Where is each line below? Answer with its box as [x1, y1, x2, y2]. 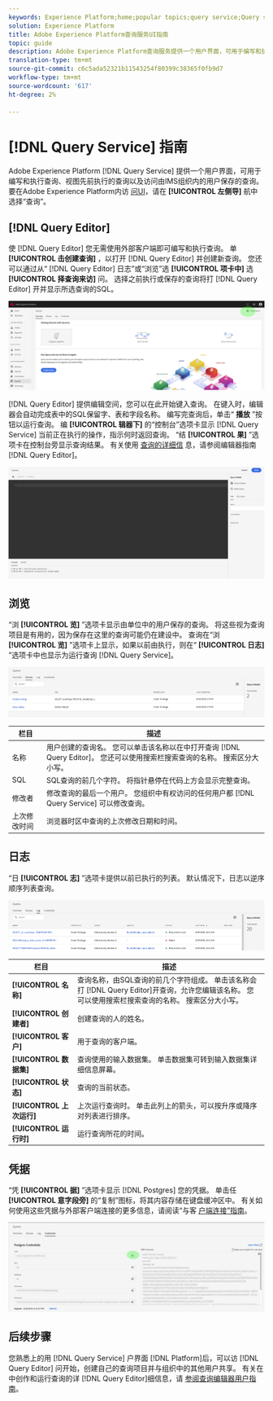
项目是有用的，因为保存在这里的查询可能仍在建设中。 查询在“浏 [8, 630, 221, 639]
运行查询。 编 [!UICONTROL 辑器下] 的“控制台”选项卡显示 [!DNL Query [22, 419, 259, 429]
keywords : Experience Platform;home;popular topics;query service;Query [8, 13, 260, 21]
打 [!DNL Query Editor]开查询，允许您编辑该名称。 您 [76, 986, 254, 995]
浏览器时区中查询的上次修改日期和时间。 [45, 816, 182, 826]
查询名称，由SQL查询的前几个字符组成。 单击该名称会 [76, 975, 258, 985]
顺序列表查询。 [8, 883, 58, 893]
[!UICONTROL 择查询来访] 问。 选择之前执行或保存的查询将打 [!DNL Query [8, 274, 258, 284]
